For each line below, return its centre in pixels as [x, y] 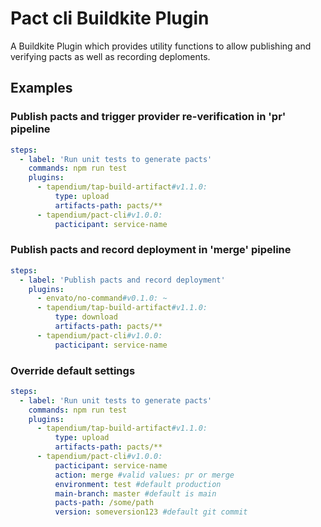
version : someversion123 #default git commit [151, 512]
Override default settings [73, 370]
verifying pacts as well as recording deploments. [110, 56]
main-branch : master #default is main [135, 493]
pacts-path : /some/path [104, 503]
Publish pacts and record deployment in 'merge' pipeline [151, 250]
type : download [86, 317]
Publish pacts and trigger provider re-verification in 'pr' [148, 117]
